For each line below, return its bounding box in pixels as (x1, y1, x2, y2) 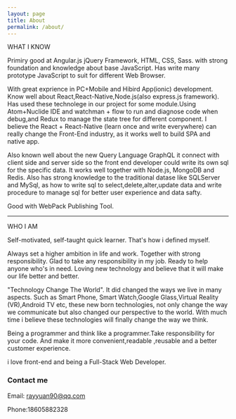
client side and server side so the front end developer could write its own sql (7, 158, 229, 167)
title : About (7, 17, 46, 24)
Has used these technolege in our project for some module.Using (7, 100, 197, 108)
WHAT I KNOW (7, 43, 51, 51)
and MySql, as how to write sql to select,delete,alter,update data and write (7, 181, 223, 189)
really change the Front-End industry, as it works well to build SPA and (7, 130, 211, 138)
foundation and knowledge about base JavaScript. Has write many (7, 64, 200, 73)
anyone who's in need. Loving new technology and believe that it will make (7, 265, 223, 273)
